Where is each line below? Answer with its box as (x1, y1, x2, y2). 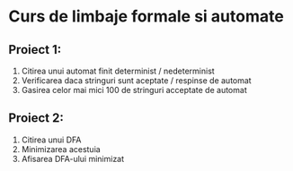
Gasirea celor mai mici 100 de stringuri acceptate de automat (21, 85, 248, 95)
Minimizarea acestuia (21, 143, 101, 154)
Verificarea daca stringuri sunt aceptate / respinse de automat (21, 75, 253, 86)
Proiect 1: (8, 42, 62, 57)
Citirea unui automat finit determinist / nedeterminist (21, 65, 215, 76)
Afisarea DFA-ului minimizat (21, 153, 125, 164)
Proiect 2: (8, 110, 64, 126)
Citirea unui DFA (21, 134, 82, 145)
